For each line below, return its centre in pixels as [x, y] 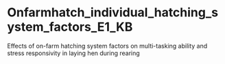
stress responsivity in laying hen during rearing [74, 53]
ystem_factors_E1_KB [70, 27]
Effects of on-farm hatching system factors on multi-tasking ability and [107, 46]
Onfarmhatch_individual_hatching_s [113, 13]
